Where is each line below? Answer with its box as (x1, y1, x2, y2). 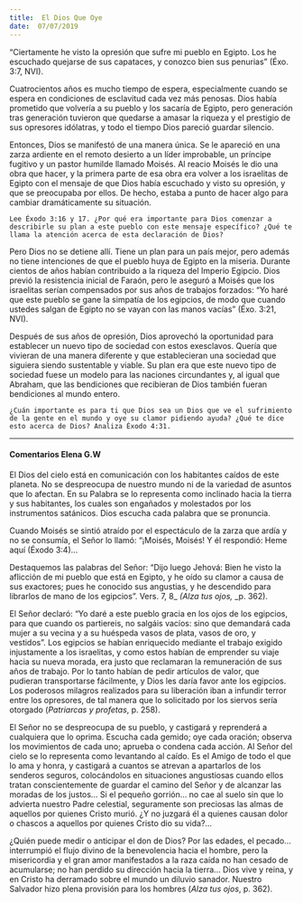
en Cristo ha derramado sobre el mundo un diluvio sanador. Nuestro (9, 873, 262, 884)
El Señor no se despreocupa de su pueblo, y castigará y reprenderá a (9, 721, 268, 732)
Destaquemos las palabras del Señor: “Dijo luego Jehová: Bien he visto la (9, 561, 282, 572)
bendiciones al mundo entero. (9, 388, 120, 399)
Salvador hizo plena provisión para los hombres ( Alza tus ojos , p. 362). (9, 883, 273, 894)
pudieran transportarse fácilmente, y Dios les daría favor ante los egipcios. (9, 675, 287, 686)
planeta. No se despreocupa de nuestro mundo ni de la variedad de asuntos (9, 478, 292, 489)
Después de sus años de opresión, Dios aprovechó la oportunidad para (9, 331, 274, 342)
